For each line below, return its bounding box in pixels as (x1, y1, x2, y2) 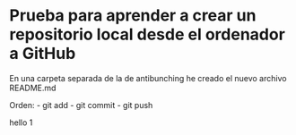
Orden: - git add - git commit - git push (9, 99, 153, 110)
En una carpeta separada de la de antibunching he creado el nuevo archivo (9, 72, 287, 83)
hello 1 (9, 117, 33, 128)
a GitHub (9, 44, 76, 63)
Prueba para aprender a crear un (9, 5, 257, 26)
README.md (9, 82, 57, 93)
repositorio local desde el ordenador (9, 24, 285, 45)
